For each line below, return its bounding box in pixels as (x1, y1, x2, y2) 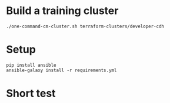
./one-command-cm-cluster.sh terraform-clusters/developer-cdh (6, 23, 165, 29)
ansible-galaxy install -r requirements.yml (6, 67, 117, 73)
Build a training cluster (6, 4, 119, 18)
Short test (6, 87, 56, 100)
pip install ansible (6, 62, 57, 68)
